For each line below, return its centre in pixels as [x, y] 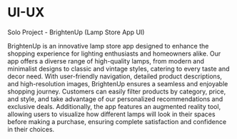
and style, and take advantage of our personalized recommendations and [115, 99]
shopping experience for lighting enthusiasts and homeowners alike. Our [114, 53]
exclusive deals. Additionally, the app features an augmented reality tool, [114, 106]
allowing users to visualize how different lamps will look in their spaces [111, 114]
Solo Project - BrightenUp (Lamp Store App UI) [76, 32]
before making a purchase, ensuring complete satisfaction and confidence [117, 121]
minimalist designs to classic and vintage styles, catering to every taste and [118, 68]
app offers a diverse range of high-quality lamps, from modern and [106, 61]
